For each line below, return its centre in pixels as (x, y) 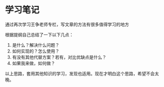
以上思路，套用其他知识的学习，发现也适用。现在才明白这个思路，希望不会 (80, 73)
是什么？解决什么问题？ (36, 45)
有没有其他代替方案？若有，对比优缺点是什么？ (59, 57)
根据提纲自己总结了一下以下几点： (39, 35)
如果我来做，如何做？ (33, 63)
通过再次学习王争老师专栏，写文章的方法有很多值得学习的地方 (67, 24)
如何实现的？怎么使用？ (36, 51)
